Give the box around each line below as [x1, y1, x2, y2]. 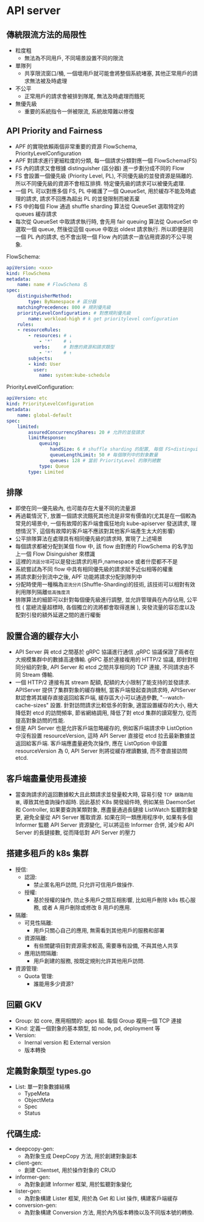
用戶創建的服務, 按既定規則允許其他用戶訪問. [33, 957, 145, 964]
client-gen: [15, 1159, 43, 1167]
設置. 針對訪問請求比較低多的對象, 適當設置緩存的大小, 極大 [49, 702, 198, 709]
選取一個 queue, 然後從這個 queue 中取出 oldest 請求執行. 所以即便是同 [15, 225, 194, 232]
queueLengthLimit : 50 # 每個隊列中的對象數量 [49, 452, 158, 458]
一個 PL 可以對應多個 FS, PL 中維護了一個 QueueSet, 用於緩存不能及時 [15, 187, 191, 195]
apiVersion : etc [6, 395, 47, 401]
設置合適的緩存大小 [6, 631, 79, 641]
